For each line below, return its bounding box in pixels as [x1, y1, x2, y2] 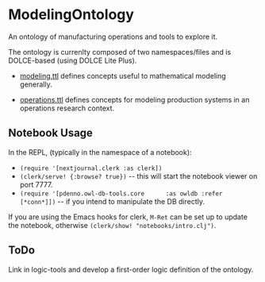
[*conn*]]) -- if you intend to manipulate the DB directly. [19, 196, 205, 206]
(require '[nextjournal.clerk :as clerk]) [19, 164, 163, 172]
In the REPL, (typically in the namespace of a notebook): [8, 147, 192, 156]
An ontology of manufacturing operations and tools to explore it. [8, 32, 218, 41]
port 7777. [19, 180, 53, 189]
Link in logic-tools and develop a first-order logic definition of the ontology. [8, 265, 254, 274]
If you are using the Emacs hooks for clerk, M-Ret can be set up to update [8, 212, 248, 222]
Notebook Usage [8, 126, 94, 140]
